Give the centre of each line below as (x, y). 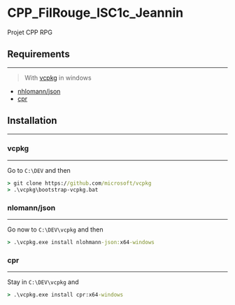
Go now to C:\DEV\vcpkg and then (55, 229)
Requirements (38, 54)
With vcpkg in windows (58, 78)
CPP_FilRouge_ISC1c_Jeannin (95, 13)
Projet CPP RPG (30, 32)
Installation (32, 121)
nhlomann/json (39, 91)
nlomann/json (31, 208)
